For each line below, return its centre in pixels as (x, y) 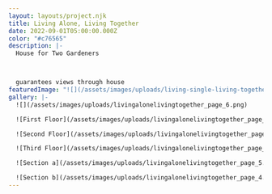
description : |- (36, 46)
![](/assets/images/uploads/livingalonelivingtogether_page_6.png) (132, 105)
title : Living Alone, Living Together (74, 23)
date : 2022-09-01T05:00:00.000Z (63, 31)
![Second (30, 134)
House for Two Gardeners (57, 53)
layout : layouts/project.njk (57, 16)
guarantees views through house (70, 82)
